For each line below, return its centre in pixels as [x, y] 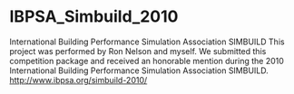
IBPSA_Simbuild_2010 [94, 17]
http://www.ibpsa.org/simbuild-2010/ [78, 80]
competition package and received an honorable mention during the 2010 [147, 61]
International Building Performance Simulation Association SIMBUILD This [147, 42]
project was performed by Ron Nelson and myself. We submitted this [138, 51]
